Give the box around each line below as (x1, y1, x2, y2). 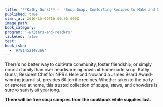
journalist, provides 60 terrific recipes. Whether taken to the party (21, 76, 153, 83)
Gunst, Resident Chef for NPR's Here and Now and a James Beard (5, 71, 137, 77)
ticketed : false (5, 35, 38, 39)
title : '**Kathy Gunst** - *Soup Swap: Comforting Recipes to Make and (5, 7, 155, 12)
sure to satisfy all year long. (5, 87, 61, 93)
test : (5, 39, 16, 44)
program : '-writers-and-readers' (5, 30, 73, 35)
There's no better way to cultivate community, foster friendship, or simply (5, 61, 152, 67)
